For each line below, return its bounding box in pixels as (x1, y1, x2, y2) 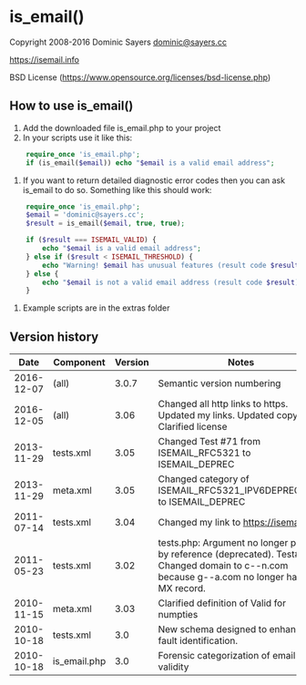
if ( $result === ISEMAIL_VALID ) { (25, 235, 157, 245)
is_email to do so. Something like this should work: (22, 184, 212, 195)
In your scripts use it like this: (22, 132, 133, 143)
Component (53, 356, 107, 369)
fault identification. (158, 635, 239, 648)
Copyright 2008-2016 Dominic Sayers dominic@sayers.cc (9, 36, 228, 47)
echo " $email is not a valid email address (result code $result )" (42, 278, 303, 287)
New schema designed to (158, 623, 267, 636)
